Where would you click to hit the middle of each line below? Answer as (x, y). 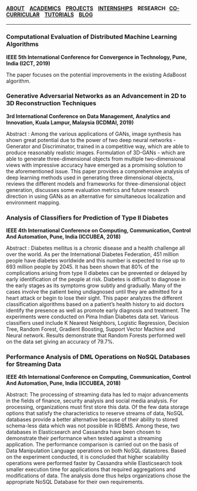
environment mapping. (33, 202)
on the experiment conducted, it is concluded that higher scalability (87, 457)
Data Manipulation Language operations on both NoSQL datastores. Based (96, 451)
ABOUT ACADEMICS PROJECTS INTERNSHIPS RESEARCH (86, 8)
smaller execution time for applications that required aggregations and (91, 469)
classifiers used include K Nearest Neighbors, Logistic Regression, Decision (98, 323)
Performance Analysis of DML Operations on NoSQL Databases (98, 357)
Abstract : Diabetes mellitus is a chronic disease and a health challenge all (96, 248)
